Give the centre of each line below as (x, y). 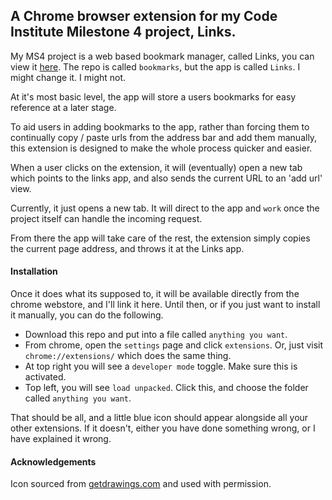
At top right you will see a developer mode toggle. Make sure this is (161, 366)
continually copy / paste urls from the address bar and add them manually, (164, 137)
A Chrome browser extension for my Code (144, 16)
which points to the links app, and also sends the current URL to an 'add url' (166, 178)
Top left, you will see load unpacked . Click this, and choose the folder (166, 388)
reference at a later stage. (63, 107)
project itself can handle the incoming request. (106, 218)
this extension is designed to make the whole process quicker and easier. (161, 148)
